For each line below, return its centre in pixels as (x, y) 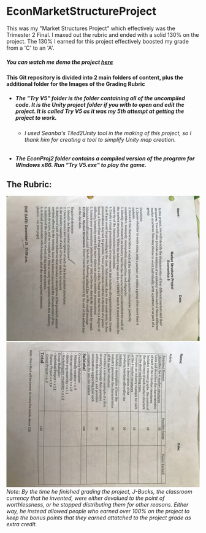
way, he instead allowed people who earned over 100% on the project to (98, 512)
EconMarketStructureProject (81, 11)
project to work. (36, 117)
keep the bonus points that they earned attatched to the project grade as (99, 518)
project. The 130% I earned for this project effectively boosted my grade (97, 41)
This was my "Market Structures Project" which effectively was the (91, 28)
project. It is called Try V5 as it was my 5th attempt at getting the (100, 111)
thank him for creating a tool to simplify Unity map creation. (100, 139)
